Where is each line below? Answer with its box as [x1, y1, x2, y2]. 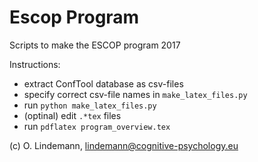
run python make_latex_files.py [23, 99, 157, 111]
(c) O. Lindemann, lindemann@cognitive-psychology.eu [9, 139, 239, 151]
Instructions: [9, 58, 61, 70]
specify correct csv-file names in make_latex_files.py [23, 88, 248, 100]
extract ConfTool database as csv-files [23, 77, 184, 90]
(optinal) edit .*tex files [23, 109, 122, 121]
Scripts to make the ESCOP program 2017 [9, 39, 181, 51]
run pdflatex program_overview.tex [23, 120, 171, 132]
